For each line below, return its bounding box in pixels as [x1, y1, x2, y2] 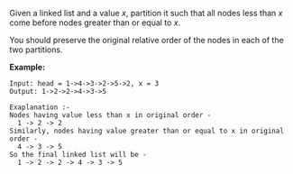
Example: [9, 62, 46, 72]
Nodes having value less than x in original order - [9, 111, 212, 120]
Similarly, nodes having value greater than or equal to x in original [9, 126, 284, 135]
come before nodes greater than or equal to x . [9, 17, 181, 28]
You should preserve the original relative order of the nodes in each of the [9, 35, 284, 45]
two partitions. [9, 44, 63, 55]
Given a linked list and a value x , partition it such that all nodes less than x [9, 8, 283, 18]
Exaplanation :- [9, 103, 70, 112]
